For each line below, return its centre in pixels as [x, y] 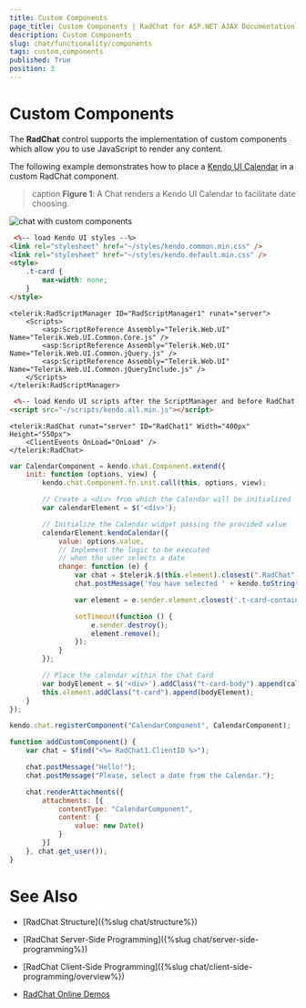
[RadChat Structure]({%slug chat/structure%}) [110, 921]
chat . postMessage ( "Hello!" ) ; [81, 767]
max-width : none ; [75, 280]
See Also [44, 896]
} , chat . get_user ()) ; [66, 851]
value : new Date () [109, 826]
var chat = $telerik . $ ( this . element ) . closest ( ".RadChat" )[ [189, 575]
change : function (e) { [103, 567]
